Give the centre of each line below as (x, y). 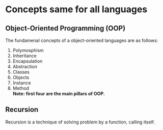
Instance (22, 83)
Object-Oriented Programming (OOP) (65, 28)
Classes (21, 72)
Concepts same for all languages (76, 9)
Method (21, 88)
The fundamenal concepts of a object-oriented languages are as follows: (82, 40)
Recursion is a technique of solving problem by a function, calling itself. (80, 122)
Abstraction (25, 67)
